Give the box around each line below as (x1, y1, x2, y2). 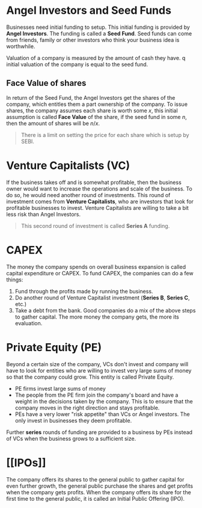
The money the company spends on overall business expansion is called (6, 263, 186, 271)
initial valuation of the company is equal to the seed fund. (6, 61, 148, 68)
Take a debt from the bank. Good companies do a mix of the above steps (14, 307, 196, 314)
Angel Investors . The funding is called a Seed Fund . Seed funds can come (6, 29, 192, 37)
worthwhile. (6, 43, 35, 50)
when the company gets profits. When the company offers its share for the (6, 488, 191, 496)
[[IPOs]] (6, 456, 46, 470)
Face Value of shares (6, 78, 87, 88)
